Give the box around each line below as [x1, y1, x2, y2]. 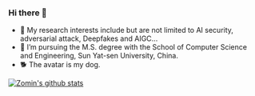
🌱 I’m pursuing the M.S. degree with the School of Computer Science [19, 42, 248, 52]
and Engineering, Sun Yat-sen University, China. [19, 51, 178, 61]
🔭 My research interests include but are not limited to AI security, [19, 26, 234, 35]
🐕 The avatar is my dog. [19, 60, 101, 70]
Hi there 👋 [8, 7, 48, 18]
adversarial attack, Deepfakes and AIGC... [19, 34, 158, 43]
